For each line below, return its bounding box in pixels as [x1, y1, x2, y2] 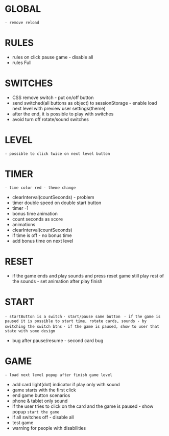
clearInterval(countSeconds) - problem [12, 194, 95, 200]
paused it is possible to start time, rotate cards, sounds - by [5, 319, 147, 324]
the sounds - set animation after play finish [12, 278, 103, 284]
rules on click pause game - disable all [12, 54, 93, 60]
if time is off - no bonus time [12, 232, 72, 239]
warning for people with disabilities [12, 425, 86, 431]
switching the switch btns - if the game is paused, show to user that [5, 324, 159, 329]
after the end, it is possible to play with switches [12, 111, 114, 117]
